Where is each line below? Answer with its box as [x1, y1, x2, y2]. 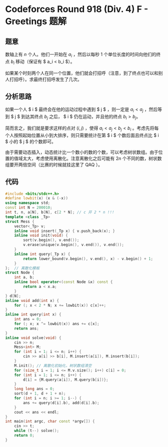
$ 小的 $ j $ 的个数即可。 [5, 138, 56, 144]
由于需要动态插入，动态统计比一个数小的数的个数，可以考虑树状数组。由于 [5, 149, 158, 155]
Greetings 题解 [5, 16, 67, 27]
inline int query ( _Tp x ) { [14, 251, 70, 256]
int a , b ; [14, 275, 35, 280]
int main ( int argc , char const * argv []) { [5, 419, 95, 424]
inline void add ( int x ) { [5, 298, 59, 303]
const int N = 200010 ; [5, 205, 52, 210]
